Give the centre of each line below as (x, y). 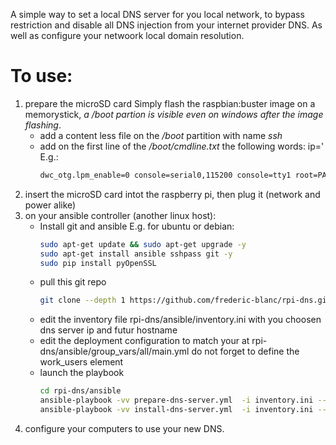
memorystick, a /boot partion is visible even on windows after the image (174, 114)
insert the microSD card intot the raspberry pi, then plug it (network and (172, 194)
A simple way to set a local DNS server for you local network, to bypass (157, 14)
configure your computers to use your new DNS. (124, 428)
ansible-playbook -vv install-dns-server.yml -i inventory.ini (176, 410)
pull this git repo (73, 282)
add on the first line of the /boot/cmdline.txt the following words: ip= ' (182, 146)
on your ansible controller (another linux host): (120, 215)
